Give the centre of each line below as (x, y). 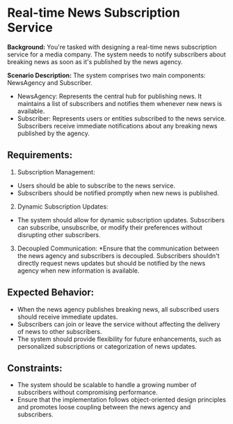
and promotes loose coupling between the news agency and (104, 407)
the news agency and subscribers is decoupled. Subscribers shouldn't (119, 255)
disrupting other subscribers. (59, 234)
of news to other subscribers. (59, 331)
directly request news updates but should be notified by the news (111, 263)
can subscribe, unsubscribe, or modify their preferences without (110, 227)
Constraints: (35, 368)
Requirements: (40, 155)
